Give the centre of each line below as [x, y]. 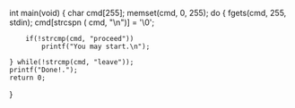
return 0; [28, 78]
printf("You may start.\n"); [96, 46]
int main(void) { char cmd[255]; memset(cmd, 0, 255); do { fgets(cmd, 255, [148, 13]
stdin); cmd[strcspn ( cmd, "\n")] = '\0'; [82, 22]
